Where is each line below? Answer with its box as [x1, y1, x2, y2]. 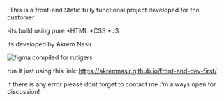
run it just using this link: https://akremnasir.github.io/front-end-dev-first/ [7, 67, 217, 75]
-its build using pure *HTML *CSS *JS [7, 27, 119, 35]
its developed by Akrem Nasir [7, 40, 92, 48]
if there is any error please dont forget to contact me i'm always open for [7, 80, 216, 89]
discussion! [7, 88, 40, 95]
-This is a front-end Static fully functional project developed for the [7, 6, 200, 14]
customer [7, 13, 35, 21]
